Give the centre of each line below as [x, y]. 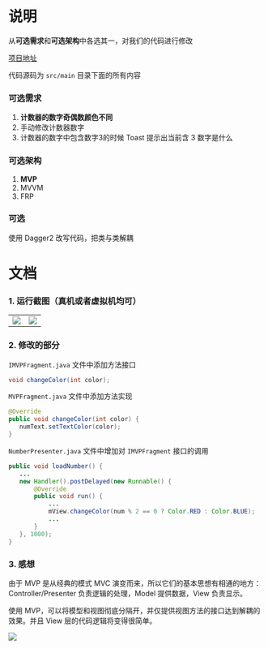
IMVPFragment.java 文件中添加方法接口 [72, 364]
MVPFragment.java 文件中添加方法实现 [70, 396]
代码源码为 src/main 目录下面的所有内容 [75, 75]
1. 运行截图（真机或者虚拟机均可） [75, 301]
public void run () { [68, 496]
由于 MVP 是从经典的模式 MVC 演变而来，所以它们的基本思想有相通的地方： [135, 583]
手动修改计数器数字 [52, 127]
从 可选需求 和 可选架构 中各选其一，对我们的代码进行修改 [100, 41]
